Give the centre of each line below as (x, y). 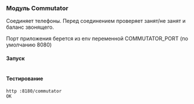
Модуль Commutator (37, 8)
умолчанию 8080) (29, 45)
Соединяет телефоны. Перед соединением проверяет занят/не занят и (96, 21)
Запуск (16, 58)
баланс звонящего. (30, 27)
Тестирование (25, 79)
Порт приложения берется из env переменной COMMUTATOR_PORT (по (97, 39)
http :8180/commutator (34, 91)
